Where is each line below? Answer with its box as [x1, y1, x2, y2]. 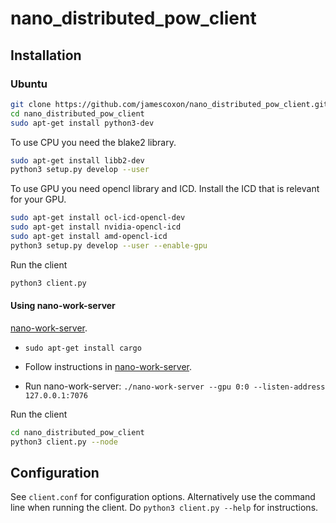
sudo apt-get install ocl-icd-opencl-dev [10, 213, 186, 223]
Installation [10, 47, 82, 64]
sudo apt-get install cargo [24, 343, 142, 353]
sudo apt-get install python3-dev [10, 118, 155, 128]
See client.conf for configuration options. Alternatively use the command [10, 491, 316, 503]
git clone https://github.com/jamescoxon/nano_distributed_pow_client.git [10, 99, 329, 109]
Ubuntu [10, 77, 48, 91]
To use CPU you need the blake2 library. [10, 136, 177, 148]
